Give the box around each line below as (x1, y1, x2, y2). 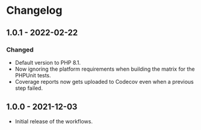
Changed (6, 46, 34, 54)
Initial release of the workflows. (14, 117, 93, 125)
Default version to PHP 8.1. (14, 59, 81, 66)
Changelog (6, 4, 63, 17)
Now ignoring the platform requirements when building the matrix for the (14, 65, 196, 72)
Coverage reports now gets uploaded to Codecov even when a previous (14, 78, 194, 85)
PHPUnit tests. (14, 71, 51, 78)
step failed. (14, 84, 43, 92)
